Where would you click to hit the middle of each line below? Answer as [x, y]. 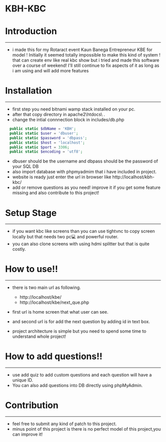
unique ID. [22, 380]
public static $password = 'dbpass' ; [48, 138]
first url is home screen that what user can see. [60, 312]
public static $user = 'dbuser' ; [44, 133]
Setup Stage [31, 213]
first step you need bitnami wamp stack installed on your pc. [74, 109]
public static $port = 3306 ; [40, 147]
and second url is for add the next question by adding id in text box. [81, 322]
